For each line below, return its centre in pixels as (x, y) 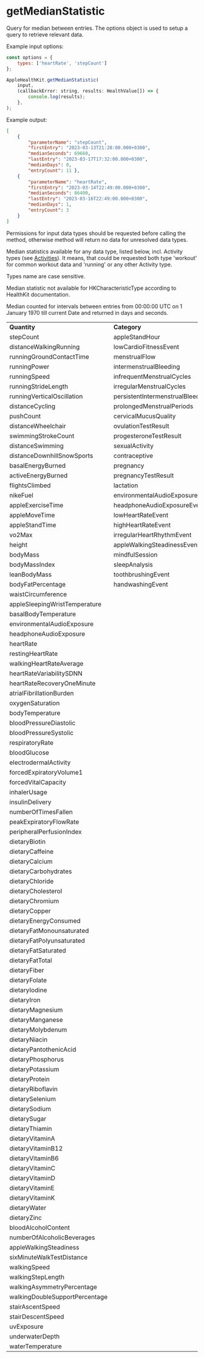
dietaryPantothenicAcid (43, 1049)
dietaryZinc (26, 1217)
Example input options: (35, 46)
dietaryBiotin (28, 842)
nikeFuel (21, 495)
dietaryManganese (36, 1019)
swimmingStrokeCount (42, 435)
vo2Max (21, 535)
